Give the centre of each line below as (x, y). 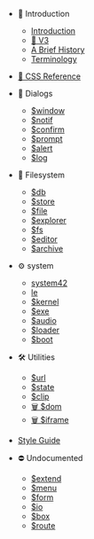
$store (43, 201)
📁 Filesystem (41, 175)
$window (47, 110)
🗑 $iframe (50, 420)
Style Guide (39, 440)
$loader (45, 330)
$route (43, 526)
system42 (49, 283)
